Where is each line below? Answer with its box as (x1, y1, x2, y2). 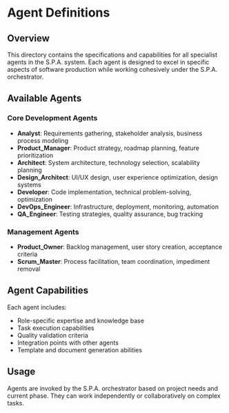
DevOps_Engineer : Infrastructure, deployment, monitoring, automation (17, 202, 219, 211)
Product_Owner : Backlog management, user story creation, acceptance (17, 242, 223, 251)
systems (17, 180, 41, 189)
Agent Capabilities (7, 285, 89, 296)
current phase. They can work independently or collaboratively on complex (7, 392, 221, 400)
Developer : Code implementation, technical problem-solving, (17, 188, 192, 196)
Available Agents (7, 93, 82, 104)
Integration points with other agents (17, 338, 119, 347)
